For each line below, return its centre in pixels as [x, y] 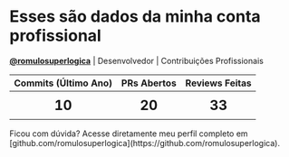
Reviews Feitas [218, 83]
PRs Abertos [149, 83]
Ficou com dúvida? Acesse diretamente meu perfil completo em [129, 134]
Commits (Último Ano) [63, 83]
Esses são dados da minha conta [135, 17]
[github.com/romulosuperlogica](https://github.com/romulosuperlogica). [145, 143]
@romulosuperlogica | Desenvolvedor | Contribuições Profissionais [137, 60]
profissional [55, 36]
